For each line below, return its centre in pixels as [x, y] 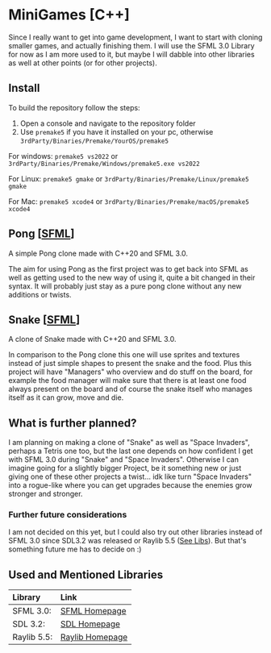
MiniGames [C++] [69, 15]
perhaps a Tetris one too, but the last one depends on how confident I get [131, 451]
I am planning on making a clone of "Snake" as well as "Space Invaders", [129, 443]
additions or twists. [40, 294]
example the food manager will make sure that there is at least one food [127, 381]
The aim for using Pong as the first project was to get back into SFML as [128, 268]
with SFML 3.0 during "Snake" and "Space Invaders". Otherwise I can [124, 460]
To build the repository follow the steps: [74, 107]
